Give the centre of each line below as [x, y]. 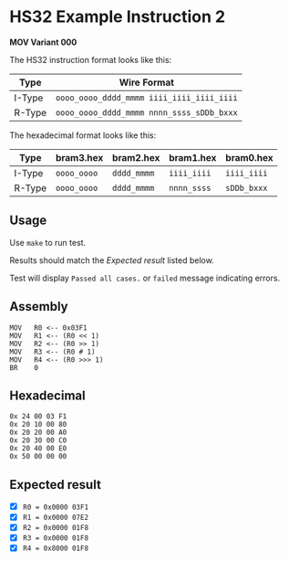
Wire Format [147, 82]
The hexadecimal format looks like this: [83, 135]
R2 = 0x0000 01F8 [56, 528]
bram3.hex [79, 157]
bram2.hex [136, 157]
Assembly [39, 307]
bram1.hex [192, 157]
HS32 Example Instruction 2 [118, 17]
